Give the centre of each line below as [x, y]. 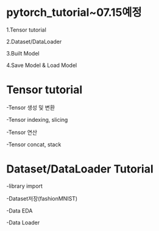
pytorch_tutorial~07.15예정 [74, 12]
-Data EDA [19, 210]
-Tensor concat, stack [34, 144]
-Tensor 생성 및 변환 [31, 107]
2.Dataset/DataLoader [34, 41]
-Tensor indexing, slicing [37, 119]
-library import [24, 186]
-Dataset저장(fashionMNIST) [42, 198]
